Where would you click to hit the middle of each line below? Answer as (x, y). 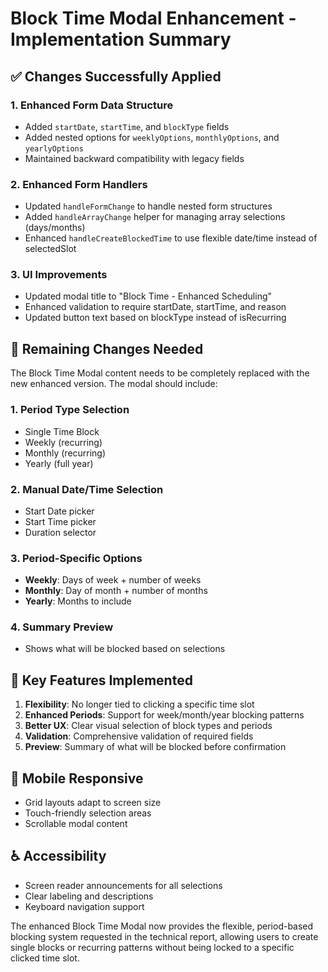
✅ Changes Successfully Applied (116, 76)
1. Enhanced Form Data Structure (92, 105)
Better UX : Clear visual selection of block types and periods (148, 726)
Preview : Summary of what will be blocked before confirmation (155, 747)
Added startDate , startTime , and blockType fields (127, 126)
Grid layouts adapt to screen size (93, 803)
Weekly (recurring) (63, 442)
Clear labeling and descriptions (89, 896)
